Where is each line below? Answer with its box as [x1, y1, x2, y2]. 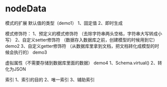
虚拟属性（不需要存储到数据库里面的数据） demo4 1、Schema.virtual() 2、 [5, 60, 158, 66]
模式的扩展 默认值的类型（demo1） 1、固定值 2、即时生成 [5, 20, 123, 26]
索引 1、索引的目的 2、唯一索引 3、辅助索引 [5, 77, 95, 83]
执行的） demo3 [13, 49, 47, 55]
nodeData [5, 3, 47, 14]
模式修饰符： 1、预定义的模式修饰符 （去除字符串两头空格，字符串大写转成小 [5, 30, 163, 36]
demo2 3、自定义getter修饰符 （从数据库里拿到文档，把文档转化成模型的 [5, 43, 155, 49]
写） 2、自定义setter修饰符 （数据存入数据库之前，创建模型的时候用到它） [5, 37, 158, 43]
